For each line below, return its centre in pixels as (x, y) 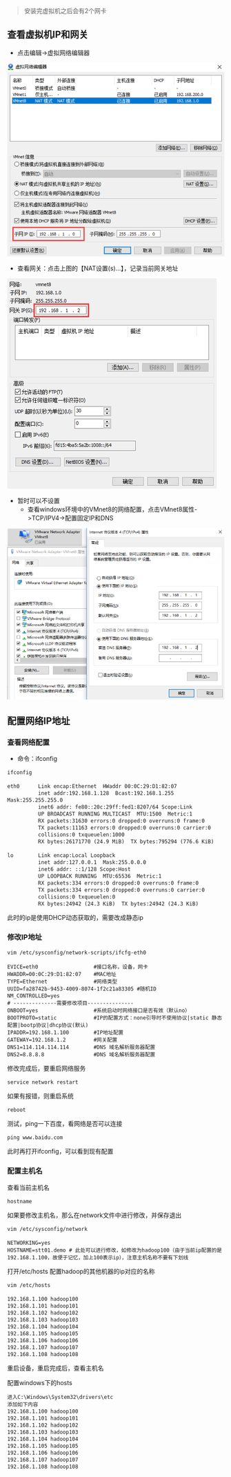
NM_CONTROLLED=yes (33, 996)
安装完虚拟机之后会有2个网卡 (65, 11)
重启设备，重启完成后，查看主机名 (56, 1368)
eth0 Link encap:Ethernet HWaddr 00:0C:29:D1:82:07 (92, 786)
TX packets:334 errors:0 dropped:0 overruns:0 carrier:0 (121, 890)
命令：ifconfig (37, 758)
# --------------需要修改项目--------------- (71, 1004)
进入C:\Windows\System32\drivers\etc (60, 1397)
